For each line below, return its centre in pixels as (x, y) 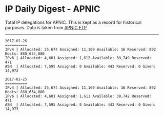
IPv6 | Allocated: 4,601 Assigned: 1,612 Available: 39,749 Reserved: (78, 58)
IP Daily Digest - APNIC (53, 9)
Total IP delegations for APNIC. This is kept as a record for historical (73, 22)
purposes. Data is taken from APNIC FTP (46, 27)
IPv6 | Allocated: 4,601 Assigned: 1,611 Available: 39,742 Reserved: (78, 96)
